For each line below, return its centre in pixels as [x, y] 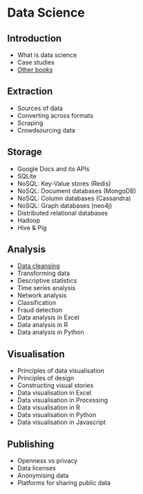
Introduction [35, 38]
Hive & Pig [32, 227]
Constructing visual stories [55, 385]
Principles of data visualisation [61, 371]
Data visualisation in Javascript [61, 422]
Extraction [30, 91]
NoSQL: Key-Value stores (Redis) [64, 183]
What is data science [47, 55]
